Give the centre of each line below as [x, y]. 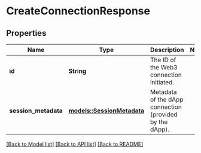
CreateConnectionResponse [78, 11]
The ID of [163, 60]
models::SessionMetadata [106, 111]
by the [159, 122]
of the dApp [167, 100]
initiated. [162, 82]
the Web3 [164, 67]
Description [167, 50]
